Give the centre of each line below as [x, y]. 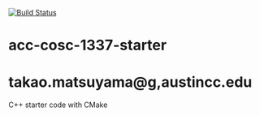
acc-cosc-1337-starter [88, 45]
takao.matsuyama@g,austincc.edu [130, 82]
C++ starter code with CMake [58, 105]
